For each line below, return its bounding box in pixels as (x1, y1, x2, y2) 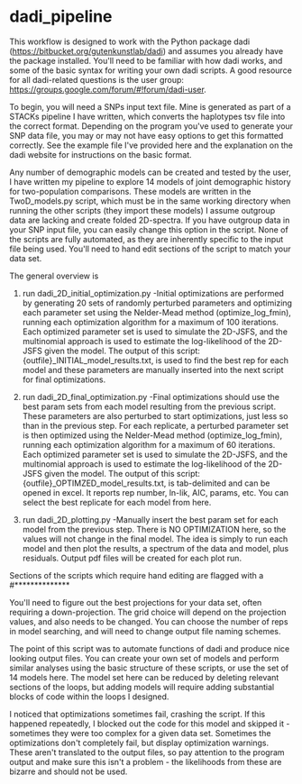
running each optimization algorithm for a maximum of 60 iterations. (22, 439, 276, 450)
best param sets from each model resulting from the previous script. (22, 401, 277, 412)
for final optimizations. (22, 374, 106, 385)
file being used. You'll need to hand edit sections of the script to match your (9, 243, 291, 254)
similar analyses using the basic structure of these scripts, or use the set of (9, 662, 289, 673)
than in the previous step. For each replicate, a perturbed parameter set (22, 420, 289, 431)
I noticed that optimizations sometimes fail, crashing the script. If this (9, 708, 266, 719)
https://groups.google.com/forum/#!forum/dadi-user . (9, 84, 207, 95)
